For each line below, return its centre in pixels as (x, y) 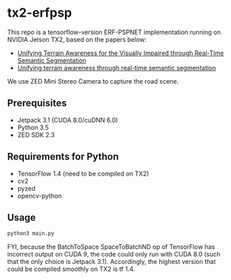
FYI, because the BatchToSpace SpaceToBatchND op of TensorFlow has (111, 247)
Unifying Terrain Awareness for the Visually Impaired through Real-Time (121, 53)
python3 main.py (31, 234)
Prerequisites (37, 103)
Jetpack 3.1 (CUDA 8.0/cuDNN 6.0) (68, 120)
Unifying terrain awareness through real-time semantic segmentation (117, 68)
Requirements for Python (63, 157)
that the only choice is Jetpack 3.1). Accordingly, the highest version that (112, 262)
